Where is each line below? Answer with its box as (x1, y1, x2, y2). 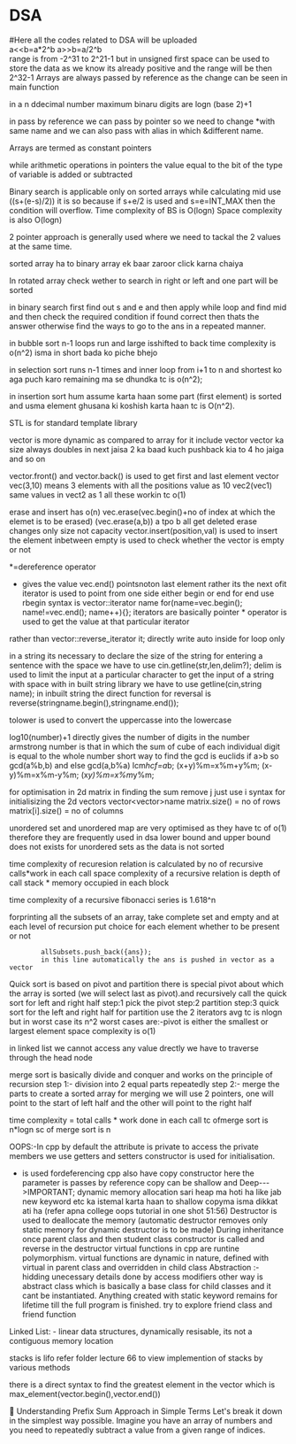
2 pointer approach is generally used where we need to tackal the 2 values (9, 231, 281, 242)
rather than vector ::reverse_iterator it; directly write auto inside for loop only (9, 633, 285, 644)
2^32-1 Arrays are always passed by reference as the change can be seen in (9, 72, 288, 82)
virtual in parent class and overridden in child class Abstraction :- (21, 1262, 260, 1272)
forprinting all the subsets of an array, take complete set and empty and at (9, 911, 280, 922)
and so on (9, 453, 46, 464)
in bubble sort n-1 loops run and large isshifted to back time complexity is (9, 337, 277, 348)
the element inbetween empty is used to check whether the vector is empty (9, 535, 285, 545)
